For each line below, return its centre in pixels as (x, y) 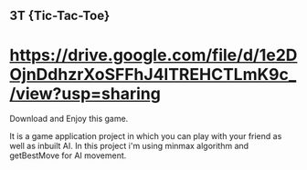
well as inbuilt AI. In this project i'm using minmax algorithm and (129, 146)
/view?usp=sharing (85, 93)
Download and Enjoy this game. (69, 119)
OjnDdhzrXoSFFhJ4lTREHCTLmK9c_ (153, 74)
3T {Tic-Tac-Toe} (60, 16)
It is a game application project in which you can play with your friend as (146, 136)
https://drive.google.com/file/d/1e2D (153, 55)
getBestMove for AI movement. (68, 155)
